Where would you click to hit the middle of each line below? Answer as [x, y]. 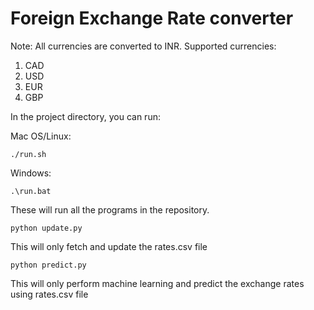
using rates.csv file [49, 294]
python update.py [46, 228]
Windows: [31, 173]
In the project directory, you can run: [85, 116]
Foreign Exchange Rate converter [152, 18]
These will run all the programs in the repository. [110, 209]
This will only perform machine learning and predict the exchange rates [157, 283]
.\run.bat [31, 191]
